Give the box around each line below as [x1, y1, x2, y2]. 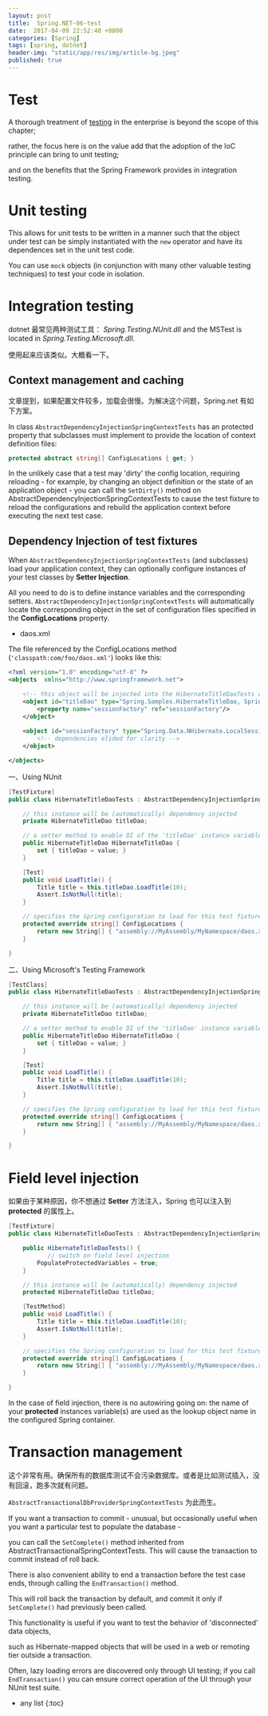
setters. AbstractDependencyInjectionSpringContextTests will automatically [8, 596, 254, 606]
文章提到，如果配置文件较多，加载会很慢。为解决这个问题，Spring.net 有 [8, 396, 247, 405]
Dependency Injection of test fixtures [8, 534, 198, 547]
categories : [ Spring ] [8, 34, 81, 42]
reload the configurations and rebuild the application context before [8, 503, 231, 512]
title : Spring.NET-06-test [8, 19, 102, 27]
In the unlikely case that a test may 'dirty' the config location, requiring [8, 468, 241, 478]
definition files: [8, 439, 57, 448]
